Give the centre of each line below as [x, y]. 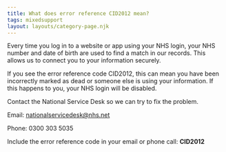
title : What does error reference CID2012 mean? [78, 13]
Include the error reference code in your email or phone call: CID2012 [106, 142]
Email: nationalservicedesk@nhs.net [59, 115]
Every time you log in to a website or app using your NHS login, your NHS [111, 46]
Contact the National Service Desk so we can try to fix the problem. [103, 102]
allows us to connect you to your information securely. [84, 61]
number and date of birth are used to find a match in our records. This [106, 53]
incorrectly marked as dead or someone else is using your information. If [110, 81]
